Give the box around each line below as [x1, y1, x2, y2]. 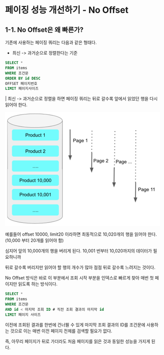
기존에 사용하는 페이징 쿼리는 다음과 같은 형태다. [5, 40, 97, 45]
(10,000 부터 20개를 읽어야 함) [5, 238, 64, 244]
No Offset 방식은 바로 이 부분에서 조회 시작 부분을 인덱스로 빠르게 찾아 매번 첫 [5, 275, 154, 281]
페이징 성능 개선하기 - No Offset [5, 4, 129, 16]
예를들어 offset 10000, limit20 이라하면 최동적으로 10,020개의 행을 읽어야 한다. [5, 231, 157, 237]
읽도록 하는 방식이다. [18, 281, 58, 287]
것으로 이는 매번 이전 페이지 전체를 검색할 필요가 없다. [10, 328, 112, 334]
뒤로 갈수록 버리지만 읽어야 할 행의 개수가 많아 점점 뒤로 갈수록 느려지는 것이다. [5, 265, 156, 271]
